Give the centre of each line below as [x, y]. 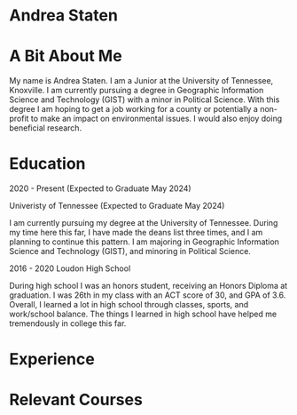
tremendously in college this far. [68, 323]
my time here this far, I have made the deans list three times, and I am [136, 233]
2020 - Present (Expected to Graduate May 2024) [101, 188]
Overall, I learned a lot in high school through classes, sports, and [129, 305]
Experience [52, 359]
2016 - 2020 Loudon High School [70, 268]
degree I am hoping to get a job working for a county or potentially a [134, 109]
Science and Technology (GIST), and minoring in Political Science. [130, 251]
